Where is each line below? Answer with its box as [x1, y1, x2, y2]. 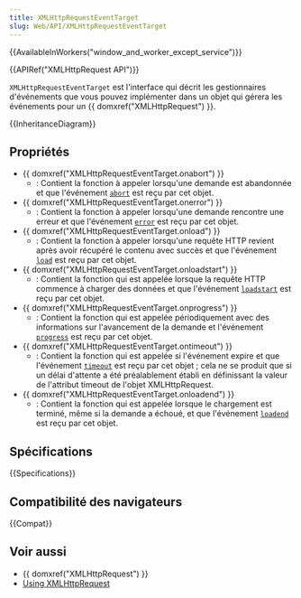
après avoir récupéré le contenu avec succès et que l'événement [35, 245, 278, 256]
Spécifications [9, 444, 93, 459]
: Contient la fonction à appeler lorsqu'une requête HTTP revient [35, 236, 275, 247]
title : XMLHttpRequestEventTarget [9, 13, 140, 23]
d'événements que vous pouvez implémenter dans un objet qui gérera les [9, 91, 283, 102]
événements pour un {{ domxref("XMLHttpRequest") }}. [9, 100, 216, 111]
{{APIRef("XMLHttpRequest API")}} [9, 64, 140, 75]
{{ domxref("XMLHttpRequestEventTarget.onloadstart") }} [22, 264, 238, 276]
